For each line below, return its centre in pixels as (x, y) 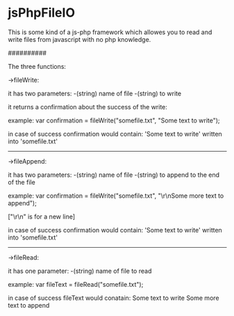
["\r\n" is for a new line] (42, 216)
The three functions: (37, 66)
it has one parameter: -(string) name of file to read (80, 271)
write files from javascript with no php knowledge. (80, 39)
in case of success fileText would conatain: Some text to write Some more (114, 298)
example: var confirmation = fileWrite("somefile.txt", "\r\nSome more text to (116, 196)
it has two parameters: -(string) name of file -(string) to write (95, 93)
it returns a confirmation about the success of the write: (87, 106)
